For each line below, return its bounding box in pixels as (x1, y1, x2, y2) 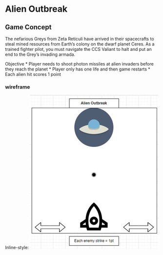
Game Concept (5, 23, 52, 31)
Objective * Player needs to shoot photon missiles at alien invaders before (5, 61, 154, 67)
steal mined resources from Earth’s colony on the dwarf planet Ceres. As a (5, 41, 155, 47)
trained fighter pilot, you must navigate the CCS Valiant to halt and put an (5, 46, 152, 52)
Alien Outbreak (5, 3, 67, 15)
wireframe (5, 83, 30, 90)
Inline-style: (5, 245, 29, 251)
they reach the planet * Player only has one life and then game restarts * (5, 66, 150, 72)
